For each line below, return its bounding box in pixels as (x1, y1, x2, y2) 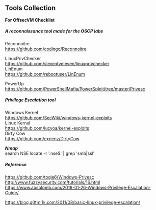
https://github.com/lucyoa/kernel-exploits (5, 125, 89, 131)
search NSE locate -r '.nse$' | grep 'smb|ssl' (5, 150, 95, 156)
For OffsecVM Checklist (5, 17, 55, 23)
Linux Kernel (5, 120, 30, 126)
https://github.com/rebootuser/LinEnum (5, 71, 85, 77)
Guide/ (5, 189, 19, 196)
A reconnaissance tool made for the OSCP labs (5, 28, 104, 34)
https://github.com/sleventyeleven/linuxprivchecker (5, 60, 109, 66)
